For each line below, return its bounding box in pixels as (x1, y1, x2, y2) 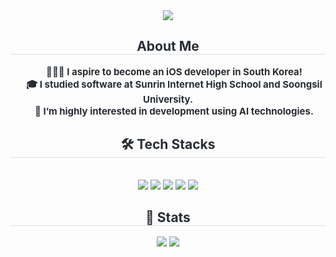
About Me (136, 38, 200, 55)
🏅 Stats (145, 209, 191, 226)
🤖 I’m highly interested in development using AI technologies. (34, 104, 314, 118)
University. (143, 92, 193, 106)
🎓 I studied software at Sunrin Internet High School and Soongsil (26, 77, 323, 91)
